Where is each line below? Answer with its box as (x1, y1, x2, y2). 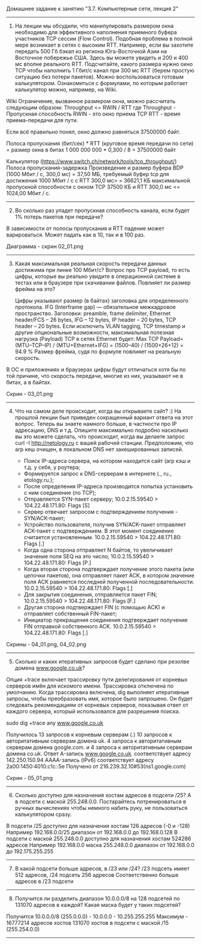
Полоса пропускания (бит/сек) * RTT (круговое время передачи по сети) (6, 140, 194, 147)
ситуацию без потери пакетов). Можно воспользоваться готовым (14, 73, 184, 80)
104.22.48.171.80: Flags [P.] (23, 559, 92, 566)
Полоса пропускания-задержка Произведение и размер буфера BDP (6, 164, 184, 171)
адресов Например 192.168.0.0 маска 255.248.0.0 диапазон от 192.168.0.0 (6, 842, 194, 848)
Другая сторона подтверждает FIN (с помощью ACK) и (23, 604, 165, 610)
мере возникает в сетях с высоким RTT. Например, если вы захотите (14, 41, 194, 49)
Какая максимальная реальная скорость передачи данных (14, 260, 167, 267)
